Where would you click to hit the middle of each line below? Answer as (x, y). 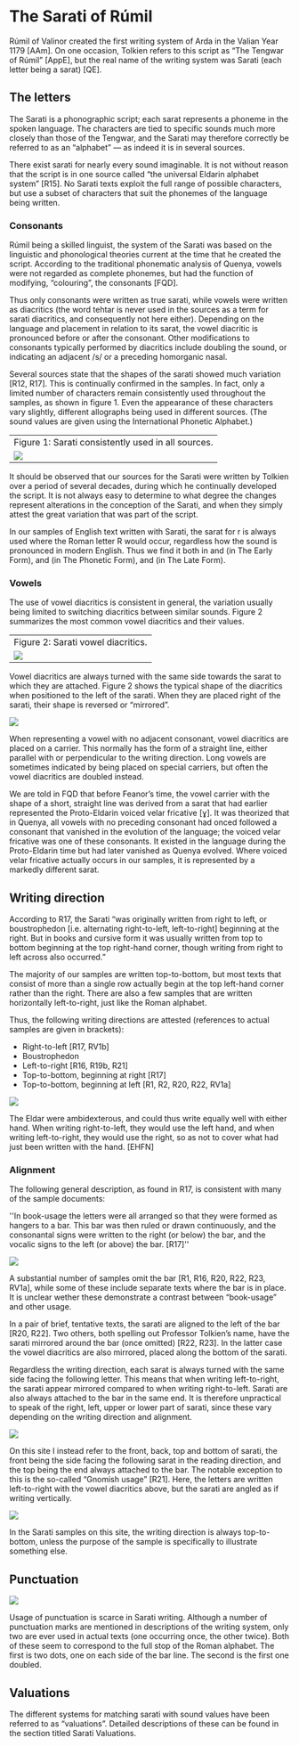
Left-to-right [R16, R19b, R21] (75, 1065)
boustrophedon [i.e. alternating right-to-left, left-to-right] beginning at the (144, 929)
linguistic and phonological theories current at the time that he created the (145, 255)
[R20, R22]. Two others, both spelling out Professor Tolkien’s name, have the (149, 1334)
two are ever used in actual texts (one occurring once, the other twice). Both (149, 1636)
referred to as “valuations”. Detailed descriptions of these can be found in (144, 1724)
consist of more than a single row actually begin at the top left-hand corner (147, 984)
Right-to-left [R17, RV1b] (65, 1047)
